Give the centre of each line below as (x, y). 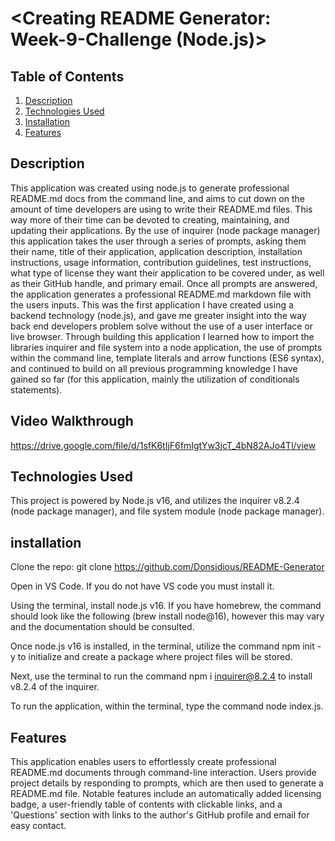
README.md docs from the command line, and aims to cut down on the (157, 198)
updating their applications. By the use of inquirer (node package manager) (165, 230)
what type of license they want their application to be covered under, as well (167, 273)
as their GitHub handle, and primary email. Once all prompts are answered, (164, 283)
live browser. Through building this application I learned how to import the (162, 336)
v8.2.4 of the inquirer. (55, 687)
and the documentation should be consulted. (102, 627)
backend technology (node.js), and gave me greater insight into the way (158, 315)
